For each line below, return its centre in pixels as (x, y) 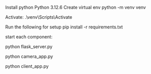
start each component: (29, 37)
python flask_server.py (29, 47)
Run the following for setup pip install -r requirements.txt (64, 27)
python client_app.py (27, 66)
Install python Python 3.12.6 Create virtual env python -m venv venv (76, 7)
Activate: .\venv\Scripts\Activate (39, 17)
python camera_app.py (29, 56)
